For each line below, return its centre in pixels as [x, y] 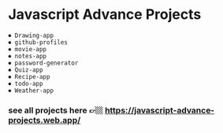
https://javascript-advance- [160, 110]
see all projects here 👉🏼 [56, 110]
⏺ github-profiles [38, 42]
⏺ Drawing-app [31, 35]
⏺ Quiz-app [26, 70]
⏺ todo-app [26, 83]
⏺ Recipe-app [29, 76]
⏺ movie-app [28, 49]
